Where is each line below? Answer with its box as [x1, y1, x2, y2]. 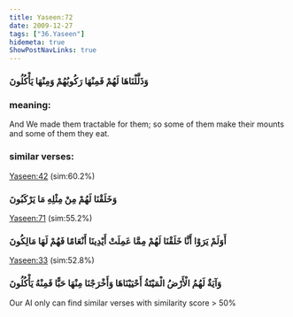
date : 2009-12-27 [9, 21, 73, 30]
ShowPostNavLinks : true [9, 46, 97, 55]
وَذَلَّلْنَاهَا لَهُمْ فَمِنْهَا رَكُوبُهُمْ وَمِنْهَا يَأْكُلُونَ [9, 75, 149, 88]
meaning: [9, 98, 51, 111]
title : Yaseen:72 [9, 12, 73, 22]
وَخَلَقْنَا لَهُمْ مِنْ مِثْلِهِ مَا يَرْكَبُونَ [9, 192, 118, 205]
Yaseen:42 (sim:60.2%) [9, 170, 96, 182]
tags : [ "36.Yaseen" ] [9, 29, 86, 38]
